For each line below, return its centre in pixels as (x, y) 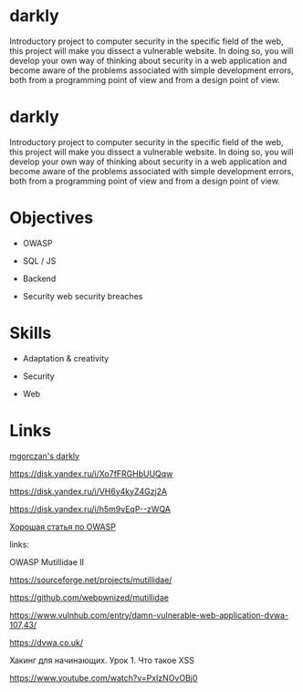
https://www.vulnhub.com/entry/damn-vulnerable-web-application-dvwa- (149, 615)
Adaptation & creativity (66, 358)
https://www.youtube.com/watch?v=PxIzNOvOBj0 (104, 677)
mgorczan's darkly (45, 456)
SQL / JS (39, 260)
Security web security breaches (83, 296)
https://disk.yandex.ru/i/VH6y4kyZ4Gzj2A (89, 491)
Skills (31, 333)
